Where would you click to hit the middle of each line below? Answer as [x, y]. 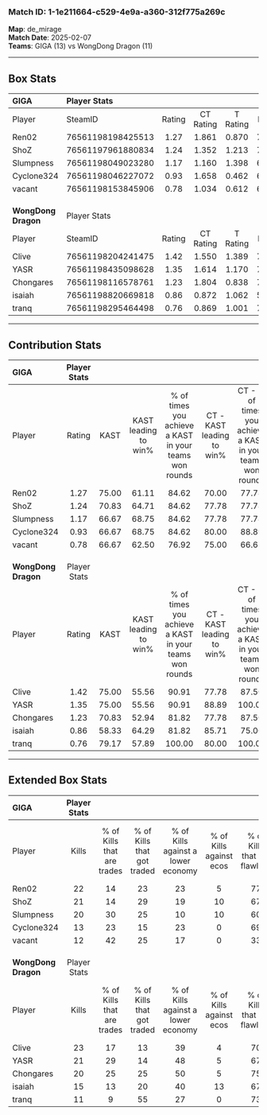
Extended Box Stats [58, 781]
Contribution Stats [55, 345]
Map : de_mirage [35, 29]
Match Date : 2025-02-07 [50, 37]
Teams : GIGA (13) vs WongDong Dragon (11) [81, 46]
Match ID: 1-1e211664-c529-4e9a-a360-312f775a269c [117, 12]
